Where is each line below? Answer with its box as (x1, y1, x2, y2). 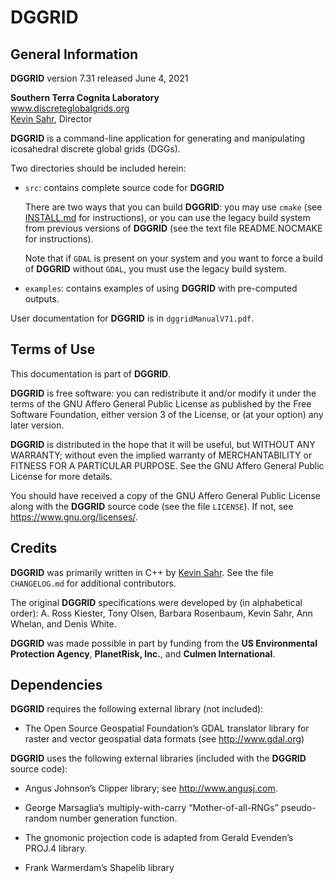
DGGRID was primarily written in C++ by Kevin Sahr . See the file (10, 566, 274, 578)
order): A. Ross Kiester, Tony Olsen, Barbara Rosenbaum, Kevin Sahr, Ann (10, 607, 313, 619)
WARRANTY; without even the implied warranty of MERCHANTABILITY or (10, 449, 313, 461)
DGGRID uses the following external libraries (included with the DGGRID (10, 752, 307, 765)
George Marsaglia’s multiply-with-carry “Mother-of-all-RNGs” (24, 802, 279, 814)
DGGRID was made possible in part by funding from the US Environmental (10, 637, 318, 649)
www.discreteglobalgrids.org (10, 102, 130, 114)
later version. (10, 419, 65, 431)
